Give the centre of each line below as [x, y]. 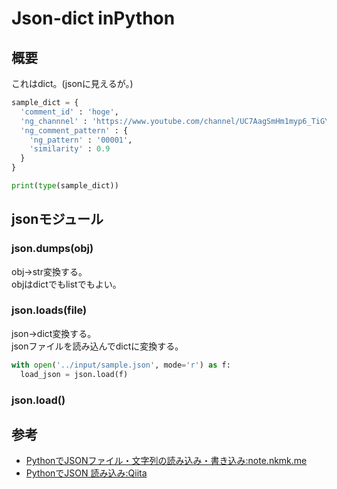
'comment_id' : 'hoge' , [69, 112]
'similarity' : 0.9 [70, 149]
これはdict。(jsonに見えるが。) [72, 83]
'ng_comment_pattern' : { [74, 130]
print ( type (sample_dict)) [65, 186]
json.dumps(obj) [52, 249]
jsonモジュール [57, 219]
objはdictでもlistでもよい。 [66, 284]
